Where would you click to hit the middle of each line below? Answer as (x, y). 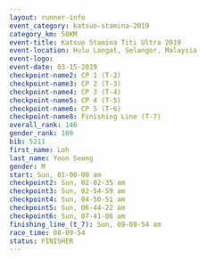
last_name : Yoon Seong (51, 158)
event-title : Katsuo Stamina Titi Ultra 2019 (95, 42)
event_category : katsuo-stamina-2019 (79, 26)
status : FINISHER (41, 241)
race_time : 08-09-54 (48, 232)
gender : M (28, 166)
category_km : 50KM (43, 34)
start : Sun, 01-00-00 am (55, 174)
